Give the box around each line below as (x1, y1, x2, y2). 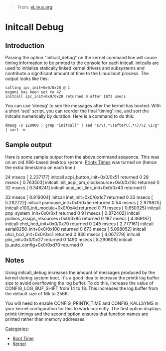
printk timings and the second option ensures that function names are (5, 311, 149, 317)
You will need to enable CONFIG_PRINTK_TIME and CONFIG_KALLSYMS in (5, 300, 159, 306)
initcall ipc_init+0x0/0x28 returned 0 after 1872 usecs (5, 94, 126, 99)
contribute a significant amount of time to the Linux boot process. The (5, 71, 149, 76)
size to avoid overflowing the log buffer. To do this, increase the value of (5, 280, 154, 286)
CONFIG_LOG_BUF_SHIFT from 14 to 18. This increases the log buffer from (5, 285, 159, 291)
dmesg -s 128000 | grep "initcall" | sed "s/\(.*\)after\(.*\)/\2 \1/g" (5, 123, 160, 128)
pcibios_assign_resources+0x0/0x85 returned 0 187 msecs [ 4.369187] (5, 215, 151, 221)
